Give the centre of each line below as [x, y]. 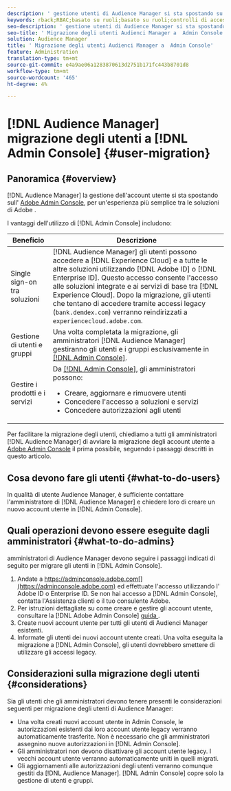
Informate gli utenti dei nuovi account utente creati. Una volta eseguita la [120, 637]
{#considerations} [47, 685]
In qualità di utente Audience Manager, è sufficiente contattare [96, 495]
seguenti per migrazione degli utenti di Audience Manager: [90, 708]
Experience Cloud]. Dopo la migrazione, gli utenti [132, 295]
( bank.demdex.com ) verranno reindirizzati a [120, 312]
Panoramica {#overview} [62, 179]
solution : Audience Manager [47, 39]
